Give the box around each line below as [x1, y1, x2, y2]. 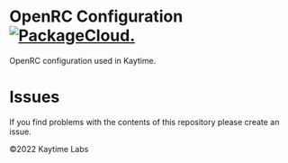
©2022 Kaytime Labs [9, 143, 89, 154]
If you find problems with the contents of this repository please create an [9, 116, 280, 127]
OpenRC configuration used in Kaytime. [9, 55, 157, 66]
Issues [9, 87, 60, 107]
